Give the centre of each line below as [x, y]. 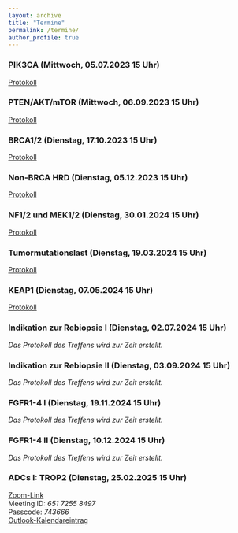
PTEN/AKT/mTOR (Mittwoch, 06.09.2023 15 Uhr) [104, 102]
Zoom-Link [26, 495]
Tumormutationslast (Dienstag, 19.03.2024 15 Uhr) [108, 253]
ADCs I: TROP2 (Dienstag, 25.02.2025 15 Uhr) [98, 478]
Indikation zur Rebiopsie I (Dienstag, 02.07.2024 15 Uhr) [117, 328]
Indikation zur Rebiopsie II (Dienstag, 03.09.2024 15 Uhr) [119, 365]
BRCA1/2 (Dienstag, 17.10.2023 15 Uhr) [83, 140]
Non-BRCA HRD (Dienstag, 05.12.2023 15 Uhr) [98, 178]
